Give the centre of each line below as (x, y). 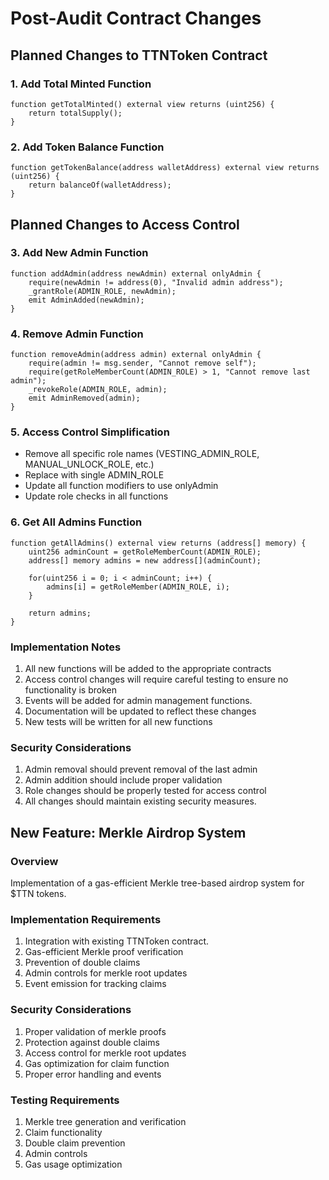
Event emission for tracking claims (95, 984)
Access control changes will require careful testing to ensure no (156, 679)
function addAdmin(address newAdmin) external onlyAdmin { (136, 273)
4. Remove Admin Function (77, 334)
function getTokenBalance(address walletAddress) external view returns (165, 168)
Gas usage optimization (73, 1164)
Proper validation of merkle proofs (95, 1031)
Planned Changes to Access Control (125, 224)
